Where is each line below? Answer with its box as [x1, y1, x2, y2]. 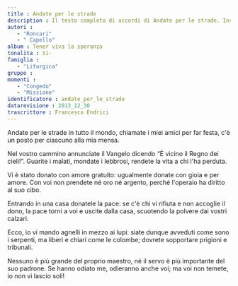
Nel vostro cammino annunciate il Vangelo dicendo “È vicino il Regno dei [7, 149, 219, 157]
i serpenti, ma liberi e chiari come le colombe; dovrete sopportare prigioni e [7, 235, 227, 244]
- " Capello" [16, 37, 55, 44]
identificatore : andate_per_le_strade [7, 96, 125, 103]
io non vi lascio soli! [7, 271, 65, 280]
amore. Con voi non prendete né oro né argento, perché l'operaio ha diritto [7, 178, 225, 186]
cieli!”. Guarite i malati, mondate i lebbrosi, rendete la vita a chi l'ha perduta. [7, 157, 227, 165]
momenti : [7, 76, 37, 83]
